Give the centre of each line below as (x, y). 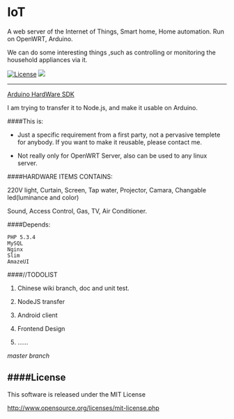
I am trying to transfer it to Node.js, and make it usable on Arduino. (103, 107)
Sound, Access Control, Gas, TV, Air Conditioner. (77, 211)
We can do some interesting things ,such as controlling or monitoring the (111, 52)
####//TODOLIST (32, 274)
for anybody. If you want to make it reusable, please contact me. (109, 142)
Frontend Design (41, 328)
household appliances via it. (47, 59)
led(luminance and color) (43, 197)
